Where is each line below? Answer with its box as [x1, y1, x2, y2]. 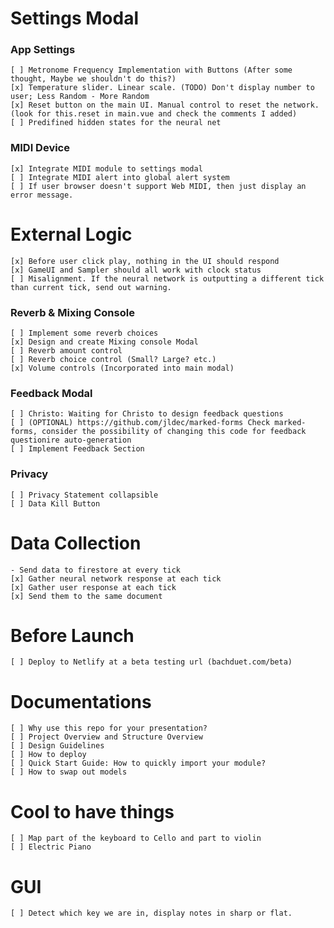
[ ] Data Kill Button [10, 498, 101, 509]
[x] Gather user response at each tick [10, 582, 177, 592]
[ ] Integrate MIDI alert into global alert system [10, 172, 230, 182]
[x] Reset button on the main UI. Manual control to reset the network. [10, 100, 320, 111]
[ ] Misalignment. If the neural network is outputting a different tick [10, 273, 325, 284]
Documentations [10, 690, 152, 713]
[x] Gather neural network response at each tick [10, 573, 222, 584]
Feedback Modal [10, 386, 93, 400]
